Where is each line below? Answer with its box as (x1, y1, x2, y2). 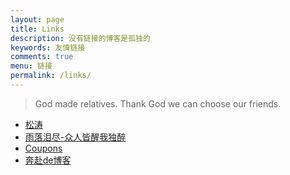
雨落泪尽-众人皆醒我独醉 (24, 131, 127, 143)
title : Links (10, 24, 65, 34)
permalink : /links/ (10, 71, 92, 81)
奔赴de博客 (24, 154, 72, 166)
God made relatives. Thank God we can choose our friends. (34, 97, 282, 110)
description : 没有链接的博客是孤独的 (10, 33, 151, 43)
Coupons (24, 142, 63, 154)
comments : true (10, 52, 74, 62)
